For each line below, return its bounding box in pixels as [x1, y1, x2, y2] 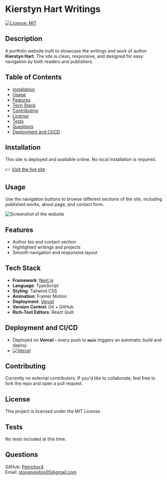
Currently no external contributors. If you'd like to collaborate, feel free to [5, 375, 156, 381]
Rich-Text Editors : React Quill [12, 309, 74, 315]
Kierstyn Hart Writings [5, 3, 101, 15]
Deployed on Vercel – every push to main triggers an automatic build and [12, 336, 162, 343]
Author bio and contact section [12, 239, 76, 244]
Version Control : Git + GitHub [12, 303, 74, 309]
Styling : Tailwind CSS [12, 287, 57, 293]
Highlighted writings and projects [12, 244, 81, 250]
